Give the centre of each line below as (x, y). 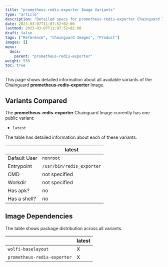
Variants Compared (36, 101)
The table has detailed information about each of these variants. (71, 137)
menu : (11, 47)
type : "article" (22, 14)
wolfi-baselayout (28, 249)
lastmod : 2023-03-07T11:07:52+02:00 (43, 28)
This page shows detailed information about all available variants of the (78, 80)
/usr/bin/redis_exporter (72, 166)
